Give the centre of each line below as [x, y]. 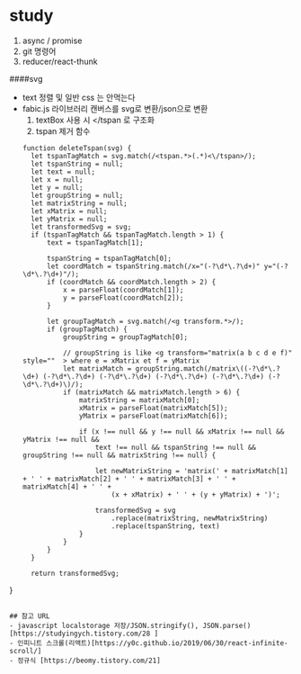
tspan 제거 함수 [63, 130]
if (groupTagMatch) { [87, 329]
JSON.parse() [227, 625]
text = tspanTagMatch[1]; [95, 243]
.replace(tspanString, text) [165, 526]
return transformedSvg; [75, 573]
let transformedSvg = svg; [81, 227]
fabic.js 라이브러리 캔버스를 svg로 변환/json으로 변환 [115, 108]
